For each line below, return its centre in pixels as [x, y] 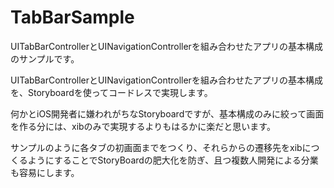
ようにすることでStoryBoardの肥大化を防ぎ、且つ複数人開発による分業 [173, 160]
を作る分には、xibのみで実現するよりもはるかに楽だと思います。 [143, 126]
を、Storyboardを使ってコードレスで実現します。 [111, 92]
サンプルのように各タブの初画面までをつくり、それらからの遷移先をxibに [161, 147]
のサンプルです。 [45, 58]
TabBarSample [72, 17]
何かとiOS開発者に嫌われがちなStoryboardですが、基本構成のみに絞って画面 [167, 113]
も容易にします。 [45, 172]
